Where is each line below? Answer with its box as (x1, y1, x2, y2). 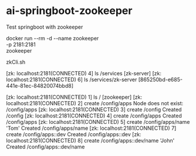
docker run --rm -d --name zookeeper (6, 34, 99, 41)
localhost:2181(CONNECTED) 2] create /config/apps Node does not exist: (6, 99, 184, 106)
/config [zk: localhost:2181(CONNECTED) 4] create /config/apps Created (6, 112, 182, 119)
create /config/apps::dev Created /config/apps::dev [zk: (6, 130, 142, 138)
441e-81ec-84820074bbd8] (6, 82, 73, 89)
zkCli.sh (6, 58, 26, 65)
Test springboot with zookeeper (6, 23, 83, 30)
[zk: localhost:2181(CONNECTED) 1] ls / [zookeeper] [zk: (6, 93, 143, 100)
